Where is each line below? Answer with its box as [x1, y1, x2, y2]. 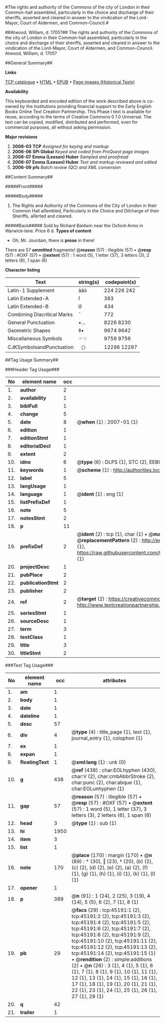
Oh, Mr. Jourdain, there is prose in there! [12, 238, 95, 243]
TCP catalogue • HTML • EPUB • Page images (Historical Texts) [5, 79, 135, 85]
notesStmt [20, 515, 45, 522]
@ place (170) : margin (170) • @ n [71, 852, 152, 858]
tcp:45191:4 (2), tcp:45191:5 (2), [71, 919, 151, 926]
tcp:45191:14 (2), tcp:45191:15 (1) [71, 950, 156, 956]
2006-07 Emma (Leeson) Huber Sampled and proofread [12, 154, 129, 160]
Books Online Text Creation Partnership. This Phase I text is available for [5, 108, 151, 114]
